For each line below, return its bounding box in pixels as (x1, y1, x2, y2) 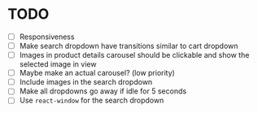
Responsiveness (19, 32, 75, 41)
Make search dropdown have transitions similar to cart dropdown (19, 41, 238, 50)
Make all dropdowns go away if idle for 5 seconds (19, 86, 187, 96)
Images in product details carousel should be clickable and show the (19, 50, 250, 60)
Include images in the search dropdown (19, 77, 153, 87)
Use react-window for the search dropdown (19, 95, 164, 106)
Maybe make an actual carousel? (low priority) (19, 68, 176, 78)
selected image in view (19, 59, 97, 69)
